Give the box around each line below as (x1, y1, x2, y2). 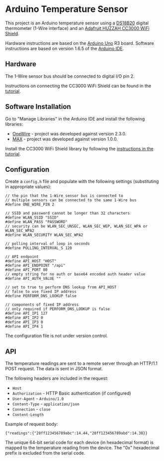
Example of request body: (5, 421, 58, 427)
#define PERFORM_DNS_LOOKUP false (5, 294, 77, 299)
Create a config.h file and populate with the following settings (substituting (5, 178, 159, 185)
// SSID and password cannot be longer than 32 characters (5, 211, 130, 216)
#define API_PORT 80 (5, 267, 48, 272)
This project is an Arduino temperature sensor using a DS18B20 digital (5, 20, 149, 26)
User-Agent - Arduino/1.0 (12, 396, 64, 402)
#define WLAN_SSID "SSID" (5, 215, 59, 220)
